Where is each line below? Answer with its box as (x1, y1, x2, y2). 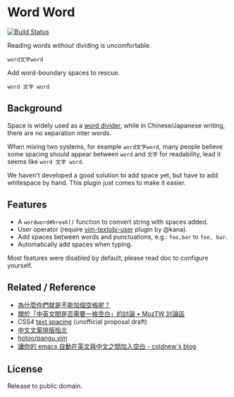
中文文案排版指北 (17, 326, 68, 334)
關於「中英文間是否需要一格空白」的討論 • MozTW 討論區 (17, 310, 185, 318)
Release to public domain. (7, 382, 82, 391)
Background (7, 103, 62, 115)
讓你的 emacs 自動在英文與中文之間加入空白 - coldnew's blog (17, 342, 197, 351)
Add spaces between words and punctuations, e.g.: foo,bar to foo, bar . (17, 232, 228, 241)
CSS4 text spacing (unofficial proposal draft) (17, 317, 148, 326)
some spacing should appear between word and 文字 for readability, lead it (7, 149, 221, 158)
